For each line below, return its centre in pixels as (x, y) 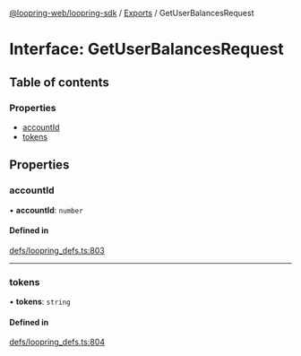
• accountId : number (46, 210)
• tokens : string (40, 302)
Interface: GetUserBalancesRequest (146, 49)
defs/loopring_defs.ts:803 (57, 250)
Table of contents (59, 82)
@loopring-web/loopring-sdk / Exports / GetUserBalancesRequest (132, 13)
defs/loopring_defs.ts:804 (57, 342)
